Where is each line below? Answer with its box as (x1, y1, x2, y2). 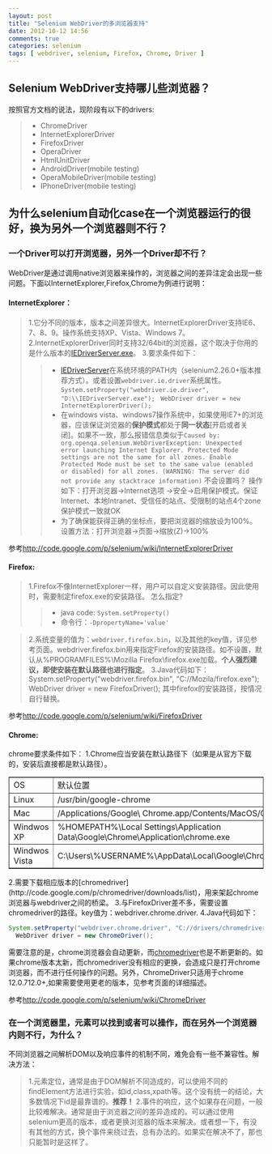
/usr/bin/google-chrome (57, 794, 151, 806)
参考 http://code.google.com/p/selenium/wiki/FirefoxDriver (8, 710, 202, 721)
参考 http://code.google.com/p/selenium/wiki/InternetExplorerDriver (8, 543, 233, 553)
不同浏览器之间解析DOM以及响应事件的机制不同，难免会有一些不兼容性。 (8, 1050, 253, 1059)
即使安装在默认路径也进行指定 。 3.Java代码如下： (42, 665, 209, 675)
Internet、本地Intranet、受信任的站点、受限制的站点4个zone (60, 496, 261, 505)
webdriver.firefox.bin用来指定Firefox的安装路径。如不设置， (56, 645, 256, 654)
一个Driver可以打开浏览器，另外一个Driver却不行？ (8, 248, 208, 259)
